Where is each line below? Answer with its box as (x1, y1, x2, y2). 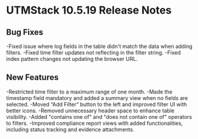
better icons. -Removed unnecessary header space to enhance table (6, 107, 175, 114)
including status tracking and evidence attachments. (6, 125, 135, 133)
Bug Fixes (6, 27, 43, 37)
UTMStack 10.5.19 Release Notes (6, 4, 172, 17)
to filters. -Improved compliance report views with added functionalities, (6, 119, 183, 127)
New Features (6, 72, 59, 83)
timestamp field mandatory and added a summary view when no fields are (6, 94, 188, 101)
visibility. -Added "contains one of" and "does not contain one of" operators (6, 113, 192, 120)
